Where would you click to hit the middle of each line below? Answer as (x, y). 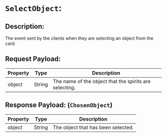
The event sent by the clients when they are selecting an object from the (79, 38)
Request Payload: (33, 59)
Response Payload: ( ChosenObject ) (59, 105)
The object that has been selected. (93, 127)
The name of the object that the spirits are (102, 81)
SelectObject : (34, 8)
